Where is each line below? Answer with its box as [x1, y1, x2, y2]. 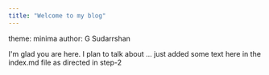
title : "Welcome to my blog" [8, 11, 106, 20]
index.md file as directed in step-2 [8, 57, 122, 67]
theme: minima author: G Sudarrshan [8, 34, 131, 43]
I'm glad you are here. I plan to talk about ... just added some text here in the [8, 49, 262, 58]
